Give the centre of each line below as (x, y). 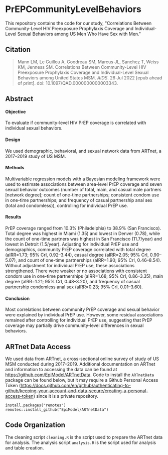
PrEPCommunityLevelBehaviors (73, 9)
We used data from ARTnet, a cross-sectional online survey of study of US (82, 359)
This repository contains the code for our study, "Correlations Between (78, 23)
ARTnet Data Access (38, 347)
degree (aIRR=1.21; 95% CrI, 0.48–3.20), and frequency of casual (73, 281)
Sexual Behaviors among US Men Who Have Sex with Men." (79, 34)
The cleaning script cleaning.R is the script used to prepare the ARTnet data (84, 437)
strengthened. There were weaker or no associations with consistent (76, 271)
